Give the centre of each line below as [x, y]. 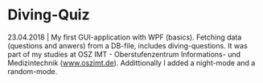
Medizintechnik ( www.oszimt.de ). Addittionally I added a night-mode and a [131, 63]
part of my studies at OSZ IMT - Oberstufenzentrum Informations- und [124, 54]
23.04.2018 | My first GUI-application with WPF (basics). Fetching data [125, 37]
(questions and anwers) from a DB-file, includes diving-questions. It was [128, 45]
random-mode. [33, 71]
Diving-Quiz [49, 15]
